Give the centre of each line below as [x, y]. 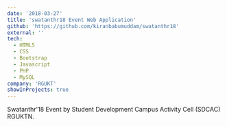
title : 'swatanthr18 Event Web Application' [72, 20]
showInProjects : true [38, 90]
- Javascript [32, 64]
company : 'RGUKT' [32, 84]
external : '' [26, 33]
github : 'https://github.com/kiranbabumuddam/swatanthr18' [93, 26]
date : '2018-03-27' [35, 13]
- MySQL [24, 77]
